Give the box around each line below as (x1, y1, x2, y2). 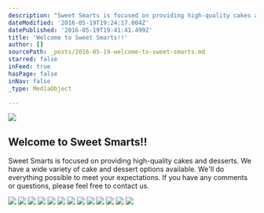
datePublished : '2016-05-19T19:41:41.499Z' (8, 26, 153, 34)
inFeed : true (8, 63, 51, 71)
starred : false (8, 56, 58, 64)
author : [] (8, 41, 44, 49)
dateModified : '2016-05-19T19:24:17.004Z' (8, 19, 149, 27)
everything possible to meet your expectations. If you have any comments (8, 173, 248, 182)
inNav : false (8, 77, 51, 85)
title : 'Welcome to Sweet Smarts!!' (8, 33, 128, 42)
